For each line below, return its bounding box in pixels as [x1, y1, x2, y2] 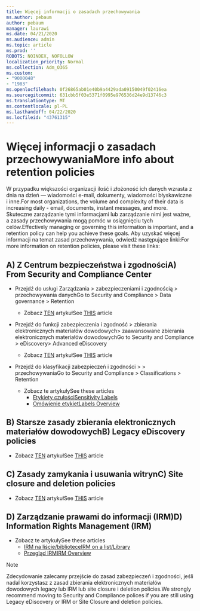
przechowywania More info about [6, 153, 174, 166]
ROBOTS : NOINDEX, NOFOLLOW [6, 53, 73, 59]
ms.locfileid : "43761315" [6, 114, 70, 120]
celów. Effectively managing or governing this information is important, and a [6, 224, 194, 231]
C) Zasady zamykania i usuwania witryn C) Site [6, 469, 183, 479]
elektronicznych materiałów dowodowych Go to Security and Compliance [14, 334, 194, 341]
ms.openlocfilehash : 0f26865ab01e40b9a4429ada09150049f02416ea [6, 87, 167, 93]
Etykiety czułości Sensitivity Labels [32, 394, 118, 401]
